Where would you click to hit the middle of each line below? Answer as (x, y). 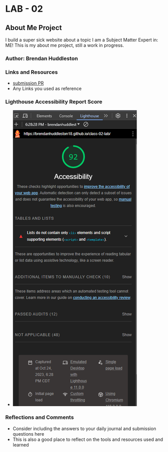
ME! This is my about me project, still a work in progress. (65, 45)
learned (21, 445)
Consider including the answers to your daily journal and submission (84, 429)
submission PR (28, 83)
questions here (28, 434)
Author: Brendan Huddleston (41, 58)
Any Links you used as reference (47, 89)
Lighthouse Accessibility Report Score (54, 102)
